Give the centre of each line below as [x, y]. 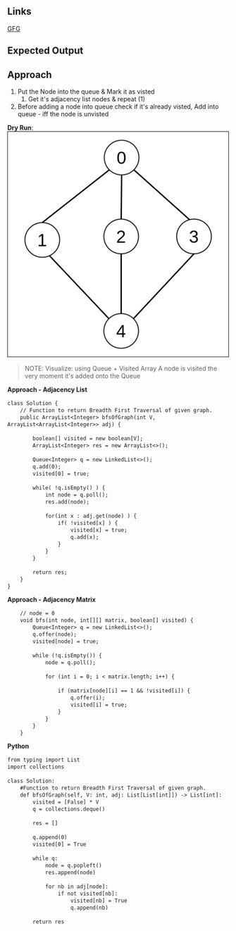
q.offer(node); [55, 634]
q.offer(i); [88, 698]
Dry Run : [20, 128]
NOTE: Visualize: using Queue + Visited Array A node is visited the [121, 368]
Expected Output [45, 51]
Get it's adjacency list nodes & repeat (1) [87, 99]
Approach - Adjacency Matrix [52, 599]
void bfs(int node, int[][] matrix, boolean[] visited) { [107, 620]
